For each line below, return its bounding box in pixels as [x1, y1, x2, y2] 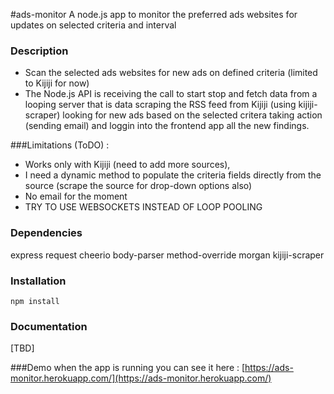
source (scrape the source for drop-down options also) [24, 180, 253, 192]
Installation [10, 274, 67, 288]
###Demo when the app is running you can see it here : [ [10, 362, 246, 374]
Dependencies [10, 226, 83, 240]
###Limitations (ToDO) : [10, 139, 110, 151]
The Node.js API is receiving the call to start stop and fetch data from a [24, 88, 318, 100]
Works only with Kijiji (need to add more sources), [24, 159, 231, 171]
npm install [10, 296, 60, 306]
